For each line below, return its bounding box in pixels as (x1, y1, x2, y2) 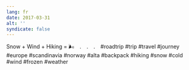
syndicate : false (6, 26, 50, 32)
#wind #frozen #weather (6, 58, 69, 66)
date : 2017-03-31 (6, 15, 50, 21)
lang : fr (6, 9, 29, 15)
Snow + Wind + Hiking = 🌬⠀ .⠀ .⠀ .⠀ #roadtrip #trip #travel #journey (6, 43, 180, 51)
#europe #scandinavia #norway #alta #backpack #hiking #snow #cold (6, 52, 184, 59)
